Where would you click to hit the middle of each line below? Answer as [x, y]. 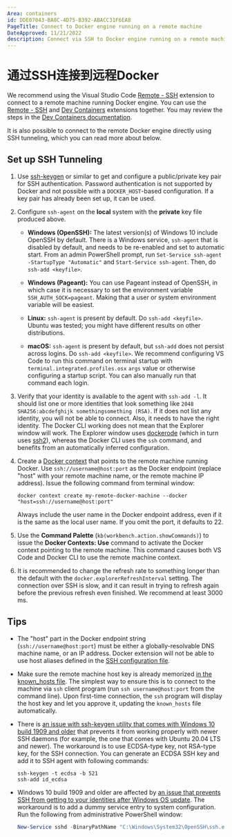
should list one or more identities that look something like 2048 [105, 403]
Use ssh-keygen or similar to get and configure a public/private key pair [119, 176]
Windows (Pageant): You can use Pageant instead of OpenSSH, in [123, 282]
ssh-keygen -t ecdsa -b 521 [57, 773]
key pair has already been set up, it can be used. [86, 198]
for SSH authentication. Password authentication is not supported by [115, 183]
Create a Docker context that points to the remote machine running [113, 461]
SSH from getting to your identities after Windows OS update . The [111, 800]
